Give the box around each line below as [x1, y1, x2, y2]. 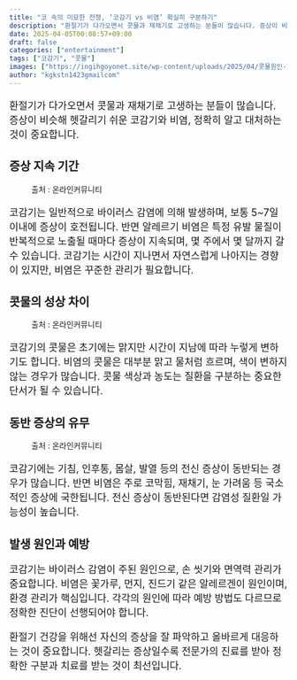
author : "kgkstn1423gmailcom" [9, 71, 121, 80]
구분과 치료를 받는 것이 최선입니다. [30, 659, 183, 672]
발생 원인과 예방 [9, 537, 90, 552]
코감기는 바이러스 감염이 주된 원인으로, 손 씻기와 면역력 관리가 [9, 563, 282, 576]
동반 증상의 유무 [9, 415, 90, 430]
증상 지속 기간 [9, 158, 80, 174]
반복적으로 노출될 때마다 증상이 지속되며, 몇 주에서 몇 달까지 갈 [9, 235, 285, 248]
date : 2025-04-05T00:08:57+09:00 [9, 29, 133, 38]
